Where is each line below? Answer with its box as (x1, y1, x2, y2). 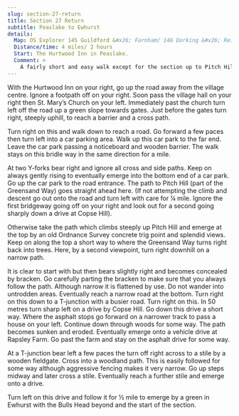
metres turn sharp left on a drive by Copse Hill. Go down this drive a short (7, 304, 223, 313)
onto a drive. (7, 379, 45, 388)
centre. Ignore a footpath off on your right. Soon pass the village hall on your (7, 90, 232, 99)
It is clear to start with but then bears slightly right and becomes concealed (7, 266, 228, 275)
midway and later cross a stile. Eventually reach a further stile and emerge (7, 371, 225, 380)
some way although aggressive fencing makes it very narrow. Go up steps (7, 364, 225, 373)
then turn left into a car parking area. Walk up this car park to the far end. (7, 135, 222, 143)
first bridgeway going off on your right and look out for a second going (7, 201, 215, 210)
